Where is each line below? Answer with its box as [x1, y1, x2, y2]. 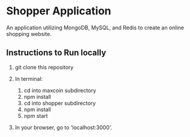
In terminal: [14, 75, 43, 82]
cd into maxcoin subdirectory [23, 87, 96, 94]
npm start [23, 112, 48, 119]
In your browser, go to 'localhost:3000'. [14, 124, 113, 131]
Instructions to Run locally [6, 48, 107, 58]
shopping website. [6, 30, 52, 37]
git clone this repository [14, 63, 74, 71]
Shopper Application [6, 4, 111, 18]
